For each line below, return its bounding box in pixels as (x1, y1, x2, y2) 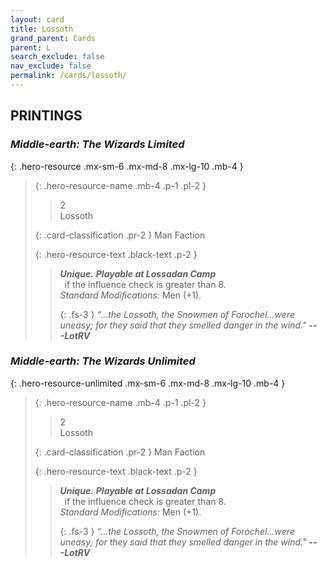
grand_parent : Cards (10, 33, 97, 43)
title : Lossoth (10, 24, 74, 34)
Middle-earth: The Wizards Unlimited (10, 354, 196, 368)
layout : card (10, 14, 65, 25)
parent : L (10, 42, 52, 53)
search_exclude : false (10, 52, 105, 62)
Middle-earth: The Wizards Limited (10, 137, 185, 151)
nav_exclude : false (10, 61, 92, 71)
